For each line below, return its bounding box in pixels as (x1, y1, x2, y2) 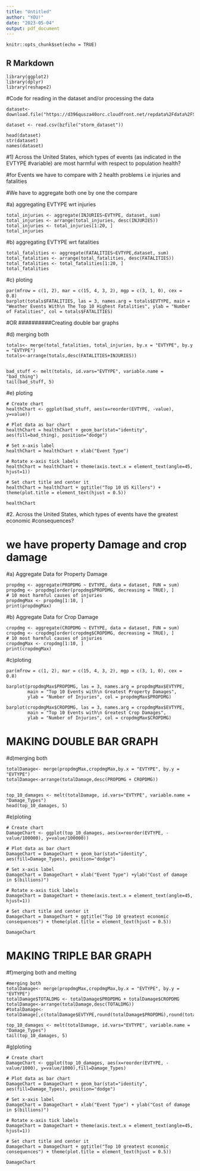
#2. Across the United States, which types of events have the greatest (6, 511, 179, 518)
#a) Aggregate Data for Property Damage (6, 571, 108, 577)
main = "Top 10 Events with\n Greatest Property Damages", (27, 689, 177, 695)
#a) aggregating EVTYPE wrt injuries (6, 201, 96, 208)
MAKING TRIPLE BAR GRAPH (6, 949, 152, 962)
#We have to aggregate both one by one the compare (6, 189, 138, 197)
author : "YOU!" (6, 14, 44, 20)
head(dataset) (6, 133, 42, 139)
